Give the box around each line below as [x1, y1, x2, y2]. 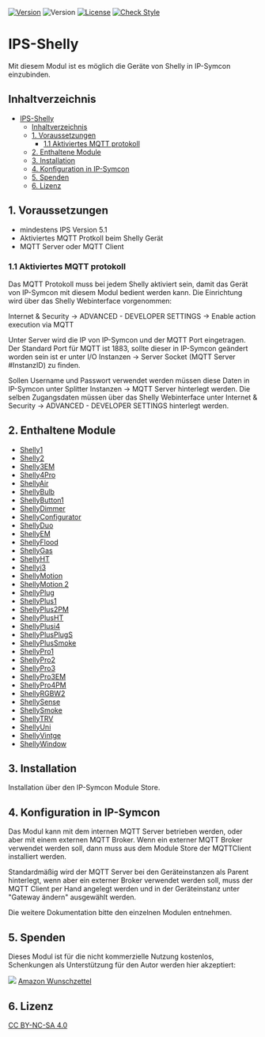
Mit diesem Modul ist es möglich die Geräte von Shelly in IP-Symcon [8, 61, 231, 70]
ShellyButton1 [19, 495, 65, 505]
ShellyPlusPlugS [19, 630, 74, 639]
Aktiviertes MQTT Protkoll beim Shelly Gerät [19, 233, 164, 243]
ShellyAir [19, 479, 49, 488]
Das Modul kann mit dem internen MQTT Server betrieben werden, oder [8, 827, 243, 836]
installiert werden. [8, 852, 67, 861]
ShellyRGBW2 [19, 688, 66, 698]
